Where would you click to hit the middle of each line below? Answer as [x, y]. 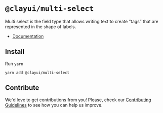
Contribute [22, 88]
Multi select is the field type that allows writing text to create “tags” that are [82, 21]
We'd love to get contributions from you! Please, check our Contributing [78, 100]
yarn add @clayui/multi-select [37, 73]
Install [15, 52]
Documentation [28, 36]
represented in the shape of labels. [41, 27]
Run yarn [14, 64]
